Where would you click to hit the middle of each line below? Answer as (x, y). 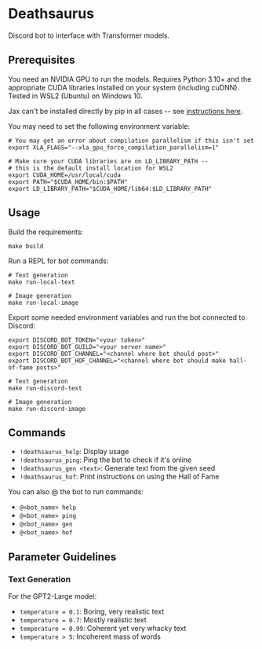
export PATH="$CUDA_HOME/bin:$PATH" (68, 181)
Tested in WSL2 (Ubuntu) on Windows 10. (75, 96)
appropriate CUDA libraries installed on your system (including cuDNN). (124, 87)
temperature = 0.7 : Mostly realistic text (83, 620)
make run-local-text (42, 282)
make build (26, 246)
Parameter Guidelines (62, 557)
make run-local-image (44, 302)
